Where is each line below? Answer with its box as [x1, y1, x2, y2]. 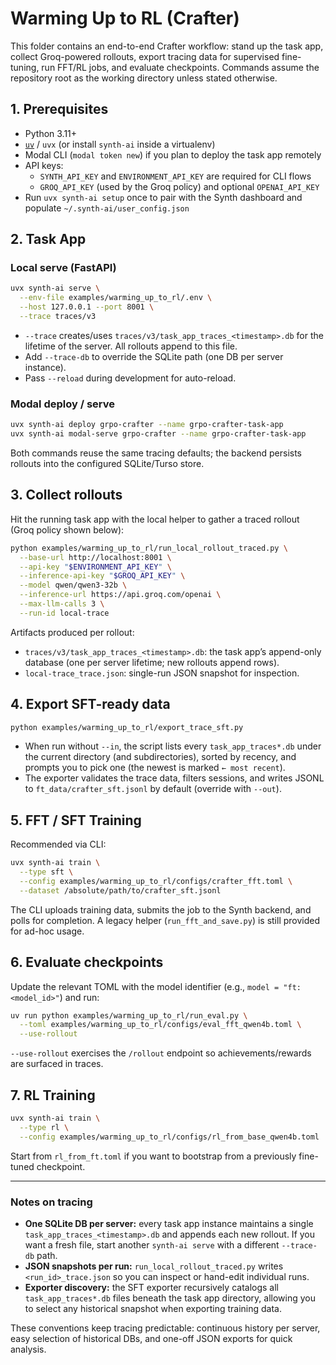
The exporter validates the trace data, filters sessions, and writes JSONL [24, 772, 325, 784]
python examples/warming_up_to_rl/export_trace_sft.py [10, 722, 244, 732]
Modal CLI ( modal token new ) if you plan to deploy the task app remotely [24, 148, 322, 161]
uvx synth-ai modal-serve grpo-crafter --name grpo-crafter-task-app [10, 429, 307, 439]
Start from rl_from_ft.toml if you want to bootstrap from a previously [10, 1150, 297, 1162]
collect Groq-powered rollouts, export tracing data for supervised [10, 50, 280, 62]
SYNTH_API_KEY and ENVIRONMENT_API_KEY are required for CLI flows [39, 170, 312, 182]
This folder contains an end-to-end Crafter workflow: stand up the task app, [10, 40, 324, 52]
